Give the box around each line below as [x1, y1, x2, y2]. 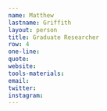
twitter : [8, 84, 37, 92]
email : [8, 77, 30, 84]
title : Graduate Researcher [8, 33, 100, 41]
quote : [8, 55, 30, 63]
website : [8, 63, 37, 70]
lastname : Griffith [8, 19, 72, 27]
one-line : [8, 48, 41, 55]
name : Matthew [8, 11, 55, 20]
